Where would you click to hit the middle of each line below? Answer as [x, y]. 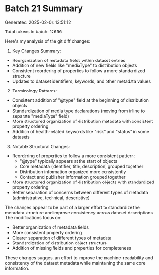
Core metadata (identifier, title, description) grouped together [81, 166]
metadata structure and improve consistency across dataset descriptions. [79, 213]
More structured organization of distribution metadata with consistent [82, 121]
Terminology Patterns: [35, 91]
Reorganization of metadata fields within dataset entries [69, 60]
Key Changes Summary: [37, 51]
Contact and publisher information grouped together [72, 177]
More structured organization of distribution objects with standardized [83, 182]
